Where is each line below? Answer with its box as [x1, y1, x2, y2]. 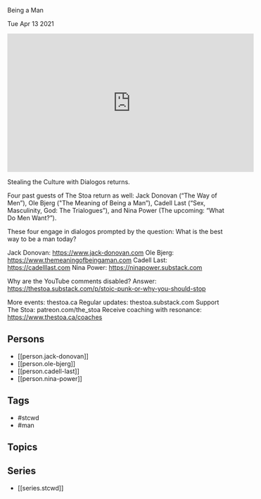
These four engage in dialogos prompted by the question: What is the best [7, 228, 223, 235]
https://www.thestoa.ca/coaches [7, 313, 103, 321]
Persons [7, 333, 44, 345]
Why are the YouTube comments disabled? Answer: [7, 277, 157, 285]
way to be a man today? [7, 235, 77, 243]
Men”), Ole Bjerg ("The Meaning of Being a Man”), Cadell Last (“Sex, [7, 199, 206, 207]
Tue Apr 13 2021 [7, 20, 54, 27]
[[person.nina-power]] [17, 374, 82, 382]
